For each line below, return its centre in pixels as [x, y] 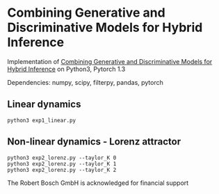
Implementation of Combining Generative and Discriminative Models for [110, 61]
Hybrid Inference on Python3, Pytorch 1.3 [66, 69]
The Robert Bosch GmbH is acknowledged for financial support [98, 183]
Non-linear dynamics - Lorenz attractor [94, 142]
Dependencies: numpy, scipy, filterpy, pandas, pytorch [85, 82]
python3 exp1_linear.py [42, 120]
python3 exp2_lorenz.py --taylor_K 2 [62, 170]
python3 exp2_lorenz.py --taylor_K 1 [62, 164]
